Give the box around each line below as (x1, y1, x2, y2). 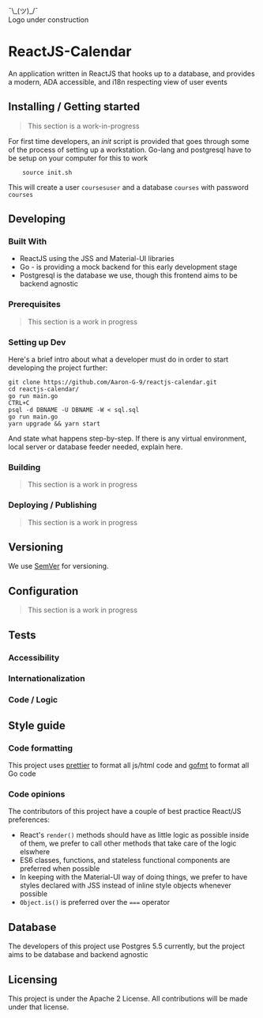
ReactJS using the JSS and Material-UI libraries (19, 254, 175, 263)
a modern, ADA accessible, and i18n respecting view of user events (8, 77, 227, 86)
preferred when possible (19, 864, 100, 873)
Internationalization (8, 673, 85, 684)
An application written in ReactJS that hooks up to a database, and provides (8, 69, 255, 78)
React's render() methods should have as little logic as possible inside (19, 831, 250, 840)
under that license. (8, 1002, 70, 1012)
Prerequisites (8, 299, 61, 310)
